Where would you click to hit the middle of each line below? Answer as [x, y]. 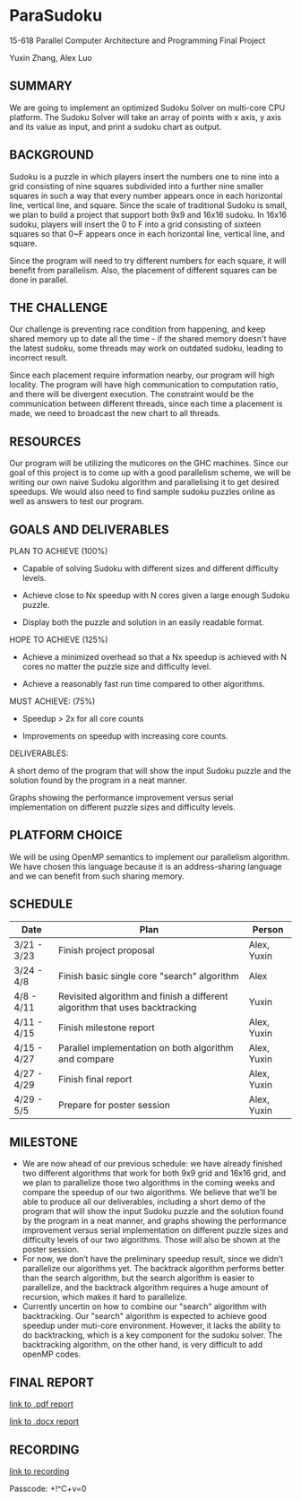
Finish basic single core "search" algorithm [148, 976]
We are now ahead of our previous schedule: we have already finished [152, 1164]
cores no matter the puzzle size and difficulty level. [116, 666]
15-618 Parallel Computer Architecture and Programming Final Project [138, 40]
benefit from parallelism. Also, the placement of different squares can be [143, 270]
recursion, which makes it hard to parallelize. [105, 1297]
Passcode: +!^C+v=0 [48, 1488]
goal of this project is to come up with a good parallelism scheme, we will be [150, 473]
